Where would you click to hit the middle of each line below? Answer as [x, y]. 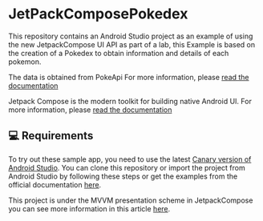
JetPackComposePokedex [98, 14]
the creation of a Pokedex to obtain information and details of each [119, 53]
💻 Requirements [51, 136]
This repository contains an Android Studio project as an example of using [131, 36]
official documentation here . [55, 184]
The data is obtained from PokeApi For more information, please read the [129, 77]
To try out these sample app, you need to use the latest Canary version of [130, 159]
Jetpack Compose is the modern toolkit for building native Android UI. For [130, 101]
